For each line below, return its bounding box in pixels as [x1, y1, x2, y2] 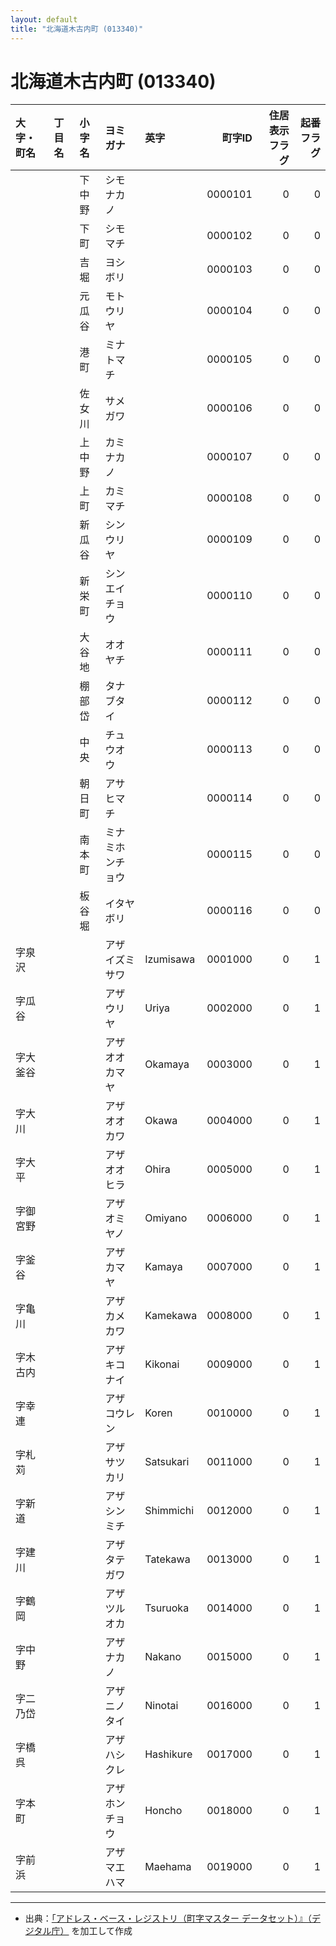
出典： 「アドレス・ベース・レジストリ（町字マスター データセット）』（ [24, 1912, 313, 1925]
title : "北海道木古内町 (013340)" [10, 24, 144, 34]
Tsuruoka [144, 1601, 190, 1615]
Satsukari [144, 1455, 190, 1469]
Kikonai [144, 1357, 180, 1371]
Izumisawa [144, 952, 196, 966]
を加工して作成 [71, 1925, 133, 1937]
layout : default [10, 14, 78, 25]
